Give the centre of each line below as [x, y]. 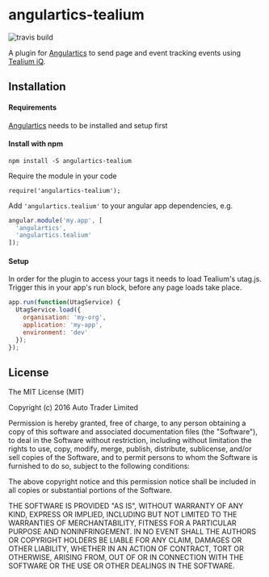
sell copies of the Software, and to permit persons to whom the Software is [133, 458]
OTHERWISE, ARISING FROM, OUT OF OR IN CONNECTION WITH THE [126, 558]
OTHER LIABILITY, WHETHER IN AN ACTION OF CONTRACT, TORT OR [126, 549]
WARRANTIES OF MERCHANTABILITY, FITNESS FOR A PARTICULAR [122, 523]
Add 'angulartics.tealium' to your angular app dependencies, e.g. [121, 205]
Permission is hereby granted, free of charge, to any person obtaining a [127, 423]
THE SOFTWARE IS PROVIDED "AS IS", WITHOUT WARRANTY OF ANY [126, 506]
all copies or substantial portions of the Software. [90, 491]
